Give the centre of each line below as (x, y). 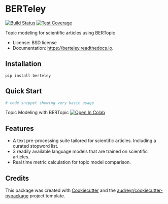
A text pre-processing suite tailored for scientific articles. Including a (84, 141)
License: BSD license (35, 42)
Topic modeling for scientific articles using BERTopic (60, 32)
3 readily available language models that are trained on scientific (80, 151)
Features (20, 128)
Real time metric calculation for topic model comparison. (72, 162)
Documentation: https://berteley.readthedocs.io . (63, 48)
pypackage (17, 196)
